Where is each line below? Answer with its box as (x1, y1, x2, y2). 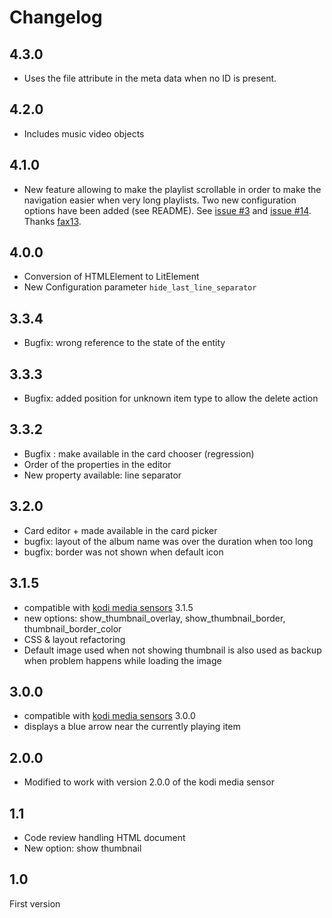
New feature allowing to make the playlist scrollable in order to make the (23, 183, 322, 195)
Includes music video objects (23, 127, 145, 140)
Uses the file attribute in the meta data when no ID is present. (23, 72, 277, 84)
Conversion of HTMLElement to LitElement (23, 271, 200, 283)
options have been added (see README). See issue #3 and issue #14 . (23, 204, 312, 216)
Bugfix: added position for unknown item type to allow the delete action (23, 392, 319, 405)
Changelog (9, 6, 103, 29)
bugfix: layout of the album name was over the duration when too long (23, 535, 314, 547)
